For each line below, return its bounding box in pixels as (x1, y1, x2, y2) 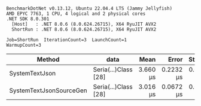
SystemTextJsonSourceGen (9, 86, 88, 95)
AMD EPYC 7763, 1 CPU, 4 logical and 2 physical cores (6, 11, 146, 17)
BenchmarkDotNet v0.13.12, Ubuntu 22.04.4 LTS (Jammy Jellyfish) (6, 5, 172, 11)
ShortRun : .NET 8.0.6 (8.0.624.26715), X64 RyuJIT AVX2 (11, 26, 157, 32)
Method (36, 55, 60, 63)
